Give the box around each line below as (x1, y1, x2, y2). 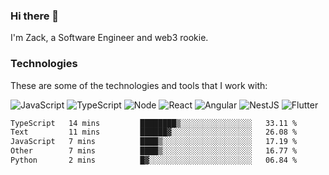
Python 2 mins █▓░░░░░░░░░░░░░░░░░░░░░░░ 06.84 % (10, 155, 298, 166)
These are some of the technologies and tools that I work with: (10, 79, 268, 91)
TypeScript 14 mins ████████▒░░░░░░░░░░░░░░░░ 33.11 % (10, 118, 298, 128)
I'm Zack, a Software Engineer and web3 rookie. (10, 32, 209, 44)
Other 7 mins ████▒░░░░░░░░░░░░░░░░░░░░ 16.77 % (10, 146, 298, 156)
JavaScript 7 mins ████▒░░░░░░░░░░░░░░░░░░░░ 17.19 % (10, 137, 298, 147)
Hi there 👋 (10, 9, 60, 23)
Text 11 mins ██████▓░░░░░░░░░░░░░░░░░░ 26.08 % (10, 127, 298, 138)
